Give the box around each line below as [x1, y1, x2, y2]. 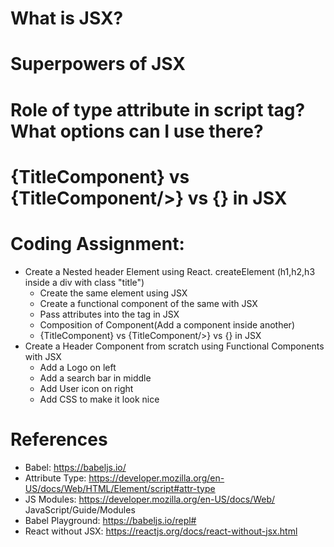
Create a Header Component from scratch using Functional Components [24, 340, 325, 352]
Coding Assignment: [10, 232, 185, 255]
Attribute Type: [24, 472, 87, 484]
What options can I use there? [10, 120, 264, 142]
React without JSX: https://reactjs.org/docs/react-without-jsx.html [24, 525, 298, 537]
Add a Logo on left [39, 361, 117, 373]
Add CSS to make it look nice [39, 393, 160, 405]
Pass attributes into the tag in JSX [39, 308, 180, 320]
